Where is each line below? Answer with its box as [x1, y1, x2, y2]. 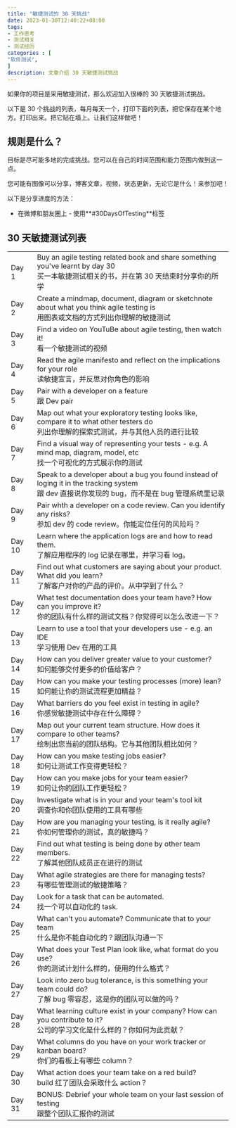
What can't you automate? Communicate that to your [37, 914, 211, 924]
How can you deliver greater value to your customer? [37, 654, 212, 664]
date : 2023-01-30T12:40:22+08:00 [7, 17, 105, 24]
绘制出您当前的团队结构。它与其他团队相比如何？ [37, 740, 199, 749]
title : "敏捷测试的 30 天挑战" [7, 10, 91, 18]
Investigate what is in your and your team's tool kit [37, 795, 202, 805]
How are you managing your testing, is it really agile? [37, 817, 211, 827]
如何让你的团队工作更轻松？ [37, 783, 129, 793]
